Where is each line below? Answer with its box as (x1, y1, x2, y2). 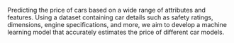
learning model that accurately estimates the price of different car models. (7, 28, 225, 36)
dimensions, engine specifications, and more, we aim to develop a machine (7, 21, 227, 28)
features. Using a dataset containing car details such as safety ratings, (7, 13, 214, 21)
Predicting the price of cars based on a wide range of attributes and (7, 6, 206, 14)
